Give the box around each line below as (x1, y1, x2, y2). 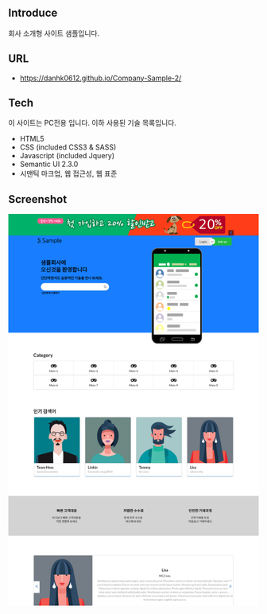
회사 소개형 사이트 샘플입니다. (8, 28, 100, 38)
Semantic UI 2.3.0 (19, 159, 79, 169)
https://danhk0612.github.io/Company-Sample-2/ (19, 73, 182, 83)
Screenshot (8, 192, 68, 206)
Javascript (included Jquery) (19, 151, 115, 161)
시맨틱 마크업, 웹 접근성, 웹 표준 (19, 169, 118, 178)
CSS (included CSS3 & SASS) (19, 142, 117, 152)
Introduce (8, 6, 58, 20)
